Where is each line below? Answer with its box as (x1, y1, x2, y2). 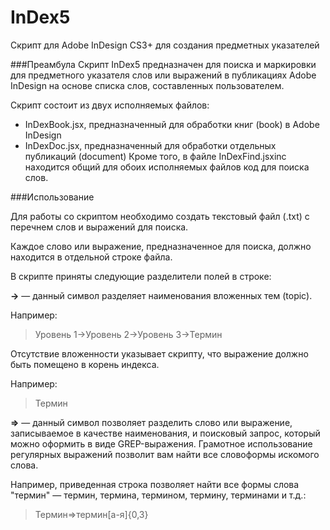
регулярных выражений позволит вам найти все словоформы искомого (10, 448, 320, 460)
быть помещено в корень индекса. (10, 358, 160, 370)
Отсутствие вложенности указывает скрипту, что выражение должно (10, 347, 309, 360)
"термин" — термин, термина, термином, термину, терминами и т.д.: (10, 489, 307, 501)
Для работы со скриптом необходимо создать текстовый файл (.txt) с (10, 210, 310, 222)
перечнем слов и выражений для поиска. (10, 221, 189, 233)
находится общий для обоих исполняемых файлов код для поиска (24, 161, 310, 173)
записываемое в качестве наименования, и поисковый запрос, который (10, 427, 321, 439)
